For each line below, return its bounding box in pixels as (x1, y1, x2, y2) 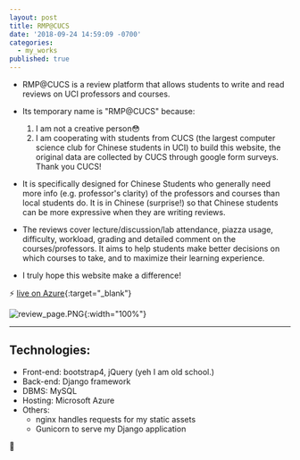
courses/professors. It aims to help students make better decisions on (21, 243, 280, 254)
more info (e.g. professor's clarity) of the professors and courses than (21, 188, 280, 198)
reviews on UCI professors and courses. (21, 88, 171, 99)
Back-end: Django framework (21, 376, 131, 387)
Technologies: (9, 343, 91, 358)
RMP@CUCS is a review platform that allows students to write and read (21, 79, 285, 89)
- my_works (17, 46, 58, 55)
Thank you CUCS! (35, 162, 102, 171)
